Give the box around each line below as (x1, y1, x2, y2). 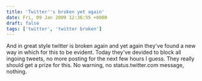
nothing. (6, 68, 27, 76)
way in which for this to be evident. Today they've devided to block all (6, 49, 181, 56)
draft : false (6, 20, 40, 26)
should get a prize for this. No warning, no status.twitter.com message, (6, 62, 184, 69)
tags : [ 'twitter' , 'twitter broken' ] (6, 25, 102, 32)
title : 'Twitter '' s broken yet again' (6, 8, 105, 15)
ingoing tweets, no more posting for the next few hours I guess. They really (6, 55, 195, 62)
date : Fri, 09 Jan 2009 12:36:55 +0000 (6, 15, 108, 21)
